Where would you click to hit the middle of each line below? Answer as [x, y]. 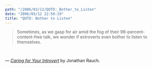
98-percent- [133, 32]
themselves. [29, 42]
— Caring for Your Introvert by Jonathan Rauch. [53, 61]
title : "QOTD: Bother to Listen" [39, 18]
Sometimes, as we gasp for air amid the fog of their [68, 32]
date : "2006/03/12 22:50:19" [34, 14]
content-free [30, 37]
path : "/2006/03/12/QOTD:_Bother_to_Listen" [51, 9]
